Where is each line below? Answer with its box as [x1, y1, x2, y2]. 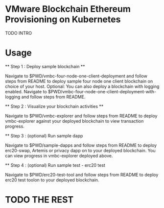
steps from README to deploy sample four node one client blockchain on [5, 78, 153, 84]
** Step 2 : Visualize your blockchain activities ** [5, 103, 104, 109]
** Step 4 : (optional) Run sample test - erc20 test [5, 162, 105, 168]
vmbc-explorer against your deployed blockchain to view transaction [5, 118, 144, 124]
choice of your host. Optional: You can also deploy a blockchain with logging [5, 83, 160, 89]
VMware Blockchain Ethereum [5, 3, 131, 15]
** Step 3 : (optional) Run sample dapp [5, 132, 83, 138]
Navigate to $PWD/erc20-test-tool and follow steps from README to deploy [5, 172, 159, 178]
